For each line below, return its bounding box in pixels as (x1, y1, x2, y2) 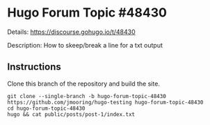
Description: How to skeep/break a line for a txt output (7, 41, 163, 49)
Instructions (7, 61, 61, 73)
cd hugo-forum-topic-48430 (7, 105, 86, 112)
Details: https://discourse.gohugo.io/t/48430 (7, 28, 136, 36)
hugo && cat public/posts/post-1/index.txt (7, 110, 136, 118)
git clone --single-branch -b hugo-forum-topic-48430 (7, 93, 167, 99)
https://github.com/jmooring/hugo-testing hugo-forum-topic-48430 (7, 99, 204, 106)
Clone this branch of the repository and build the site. (7, 79, 160, 88)
